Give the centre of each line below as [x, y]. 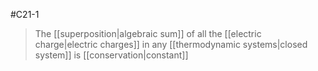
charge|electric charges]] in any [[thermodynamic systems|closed [171, 44]
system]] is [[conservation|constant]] [111, 55]
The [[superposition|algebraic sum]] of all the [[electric [148, 33]
